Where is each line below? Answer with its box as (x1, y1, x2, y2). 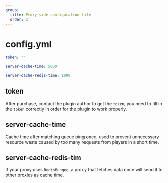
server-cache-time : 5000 (5, 64, 57, 69)
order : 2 (10, 17, 28, 22)
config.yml (5, 38, 52, 50)
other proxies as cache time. (5, 172, 64, 178)
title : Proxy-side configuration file (10, 12, 92, 17)
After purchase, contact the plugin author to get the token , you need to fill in (5, 100, 162, 106)
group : (5, 7, 19, 13)
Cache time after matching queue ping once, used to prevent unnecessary (5, 134, 159, 140)
